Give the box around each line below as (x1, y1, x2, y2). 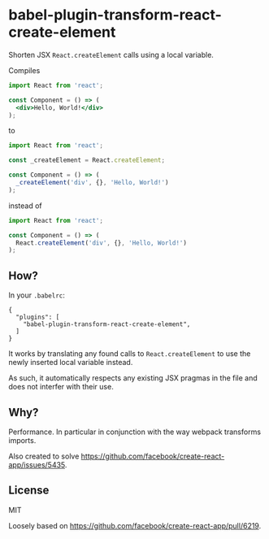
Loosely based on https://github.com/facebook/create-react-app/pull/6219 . (8, 520, 262, 530)
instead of (8, 201, 42, 211)
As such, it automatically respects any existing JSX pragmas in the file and (8, 373, 258, 383)
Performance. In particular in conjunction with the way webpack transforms (8, 427, 262, 437)
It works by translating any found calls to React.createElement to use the (8, 349, 251, 359)
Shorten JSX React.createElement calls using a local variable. (8, 50, 214, 59)
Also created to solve (8, 451, 80, 461)
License (8, 484, 50, 498)
